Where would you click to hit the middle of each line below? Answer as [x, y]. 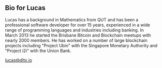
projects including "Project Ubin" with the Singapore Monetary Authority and [81, 45]
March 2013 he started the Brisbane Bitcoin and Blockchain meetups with [78, 35]
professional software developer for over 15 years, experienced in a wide [78, 25]
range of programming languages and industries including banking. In [74, 30]
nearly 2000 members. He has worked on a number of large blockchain [76, 40]
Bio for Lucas [25, 8]
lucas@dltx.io [19, 60]
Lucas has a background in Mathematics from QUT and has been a [72, 19]
